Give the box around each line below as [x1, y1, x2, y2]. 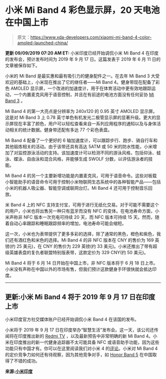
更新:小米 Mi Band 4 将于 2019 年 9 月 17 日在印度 [5, 293, 156, 301]
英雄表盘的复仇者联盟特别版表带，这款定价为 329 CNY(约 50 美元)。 [9, 249, 149, 255]
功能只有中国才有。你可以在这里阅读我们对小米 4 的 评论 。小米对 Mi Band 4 [5, 345, 158, 351]
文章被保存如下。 [5, 62, 40, 68]
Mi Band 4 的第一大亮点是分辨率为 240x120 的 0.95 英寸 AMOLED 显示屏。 [5, 108, 158, 114]
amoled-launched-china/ [17, 40, 68, 46]
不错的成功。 [13, 358, 40, 364]
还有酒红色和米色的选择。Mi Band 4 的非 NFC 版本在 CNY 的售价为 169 [9, 237, 154, 243]
